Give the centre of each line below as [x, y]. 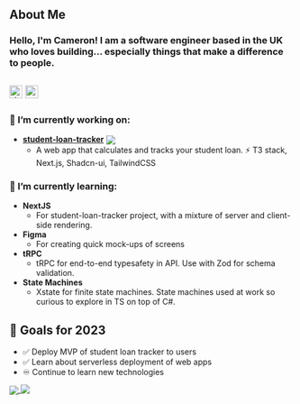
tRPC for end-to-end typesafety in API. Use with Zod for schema [156, 263]
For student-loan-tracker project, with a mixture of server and [150, 216]
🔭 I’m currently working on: [70, 119]
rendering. [73, 225]
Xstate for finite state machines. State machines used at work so [155, 292]
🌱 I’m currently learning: [63, 187]
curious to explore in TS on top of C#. [105, 302]
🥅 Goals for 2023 [58, 330]
